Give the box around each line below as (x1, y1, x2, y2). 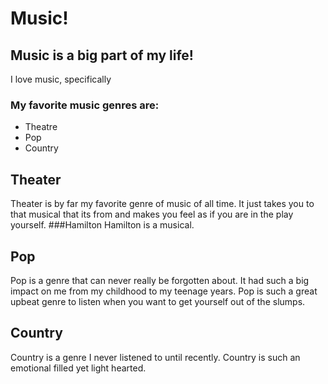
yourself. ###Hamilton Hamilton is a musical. (10, 219, 195, 231)
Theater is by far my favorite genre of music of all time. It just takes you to (10, 198, 315, 210)
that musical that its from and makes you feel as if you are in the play (10, 208, 294, 221)
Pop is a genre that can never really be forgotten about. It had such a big (10, 274, 310, 286)
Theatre (24, 121, 58, 133)
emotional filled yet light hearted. (10, 362, 147, 374)
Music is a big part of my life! (10, 47, 194, 64)
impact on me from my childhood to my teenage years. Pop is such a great (10, 285, 318, 297)
